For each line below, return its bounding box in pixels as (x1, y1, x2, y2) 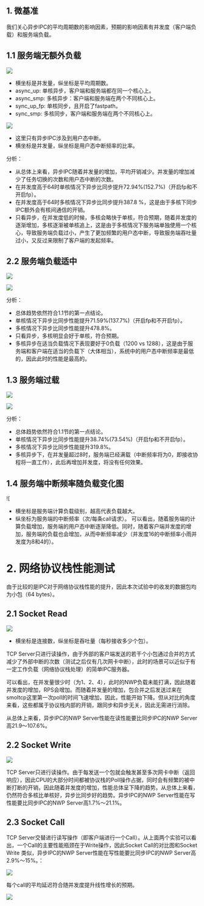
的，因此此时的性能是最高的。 (15, 355, 90, 362)
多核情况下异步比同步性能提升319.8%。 (15, 444, 114, 451)
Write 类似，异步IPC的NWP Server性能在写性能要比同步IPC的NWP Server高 (6, 849, 197, 857)
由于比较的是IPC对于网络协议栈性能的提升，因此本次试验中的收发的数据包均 (6, 583, 197, 590)
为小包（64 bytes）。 (6, 591, 58, 597)
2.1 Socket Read (6, 608, 68, 619)
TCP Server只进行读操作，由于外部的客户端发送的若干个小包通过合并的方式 (6, 650, 195, 657)
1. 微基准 (6, 5, 38, 16)
